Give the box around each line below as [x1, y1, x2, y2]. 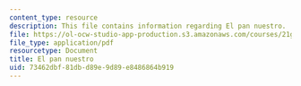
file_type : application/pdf [9, 38, 115, 47]
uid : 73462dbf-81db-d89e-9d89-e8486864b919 [9, 64, 175, 73]
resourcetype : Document [9, 47, 99, 56]
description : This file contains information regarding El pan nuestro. [9, 21, 287, 30]
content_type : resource [9, 13, 99, 22]
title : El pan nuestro [9, 55, 94, 64]
